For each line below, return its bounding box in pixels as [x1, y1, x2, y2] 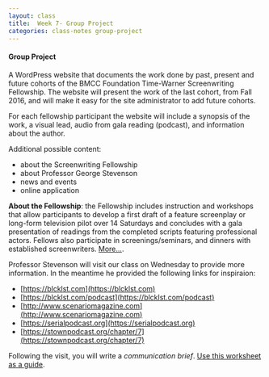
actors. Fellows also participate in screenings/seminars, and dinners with [8, 235, 251, 245]
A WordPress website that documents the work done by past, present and [8, 69, 254, 79]
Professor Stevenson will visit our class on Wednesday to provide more [8, 259, 245, 269]
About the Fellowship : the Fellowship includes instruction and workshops [8, 201, 254, 211]
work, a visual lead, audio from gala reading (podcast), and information [8, 119, 245, 129]
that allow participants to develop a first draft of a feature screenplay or [8, 209, 246, 219]
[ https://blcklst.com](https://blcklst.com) [19, 283, 156, 293]
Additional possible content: [8, 144, 102, 153]
